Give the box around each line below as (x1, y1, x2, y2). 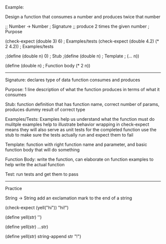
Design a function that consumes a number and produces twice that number (5, 14, 161, 19)
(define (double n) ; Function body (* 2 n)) (5, 63, 90, 68)
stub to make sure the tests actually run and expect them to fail (5, 132, 133, 138)
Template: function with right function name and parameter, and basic (5, 142, 147, 147)
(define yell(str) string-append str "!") (5, 234, 82, 239)
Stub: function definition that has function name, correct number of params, (5, 101, 160, 107)
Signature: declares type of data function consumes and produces (5, 77, 140, 83)
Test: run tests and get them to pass (5, 171, 79, 177)
